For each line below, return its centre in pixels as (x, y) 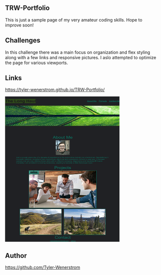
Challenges (23, 40)
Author (16, 256)
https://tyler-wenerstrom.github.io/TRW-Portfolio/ (55, 90)
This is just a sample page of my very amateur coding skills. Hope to (74, 20)
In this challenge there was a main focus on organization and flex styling (78, 52)
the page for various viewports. (37, 63)
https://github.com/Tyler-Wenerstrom (43, 267)
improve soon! (20, 25)
